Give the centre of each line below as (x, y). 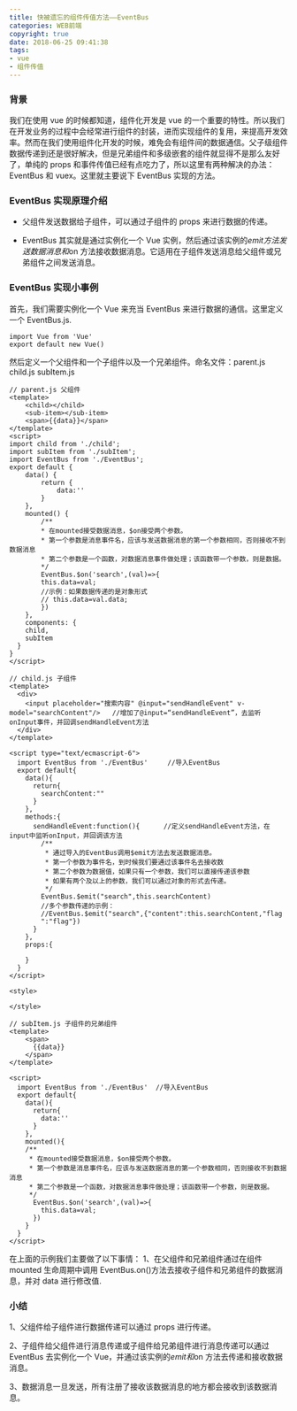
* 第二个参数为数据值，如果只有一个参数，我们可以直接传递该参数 (147, 871)
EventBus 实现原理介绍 (58, 201)
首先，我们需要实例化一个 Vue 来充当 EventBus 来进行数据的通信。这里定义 (146, 308)
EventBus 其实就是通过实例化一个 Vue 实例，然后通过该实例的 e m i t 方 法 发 (154, 241)
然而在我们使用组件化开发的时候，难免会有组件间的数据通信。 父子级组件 (156, 143)
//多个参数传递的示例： (78, 906)
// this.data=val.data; (84, 599)
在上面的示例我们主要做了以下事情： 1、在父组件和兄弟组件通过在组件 (136, 1259)
